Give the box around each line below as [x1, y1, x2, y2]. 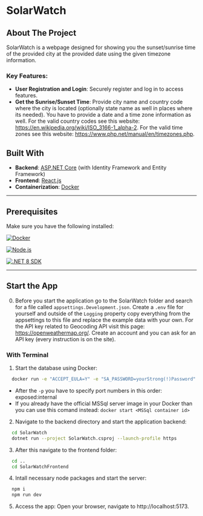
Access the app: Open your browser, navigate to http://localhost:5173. [14, 503, 189, 510]
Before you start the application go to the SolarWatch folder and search [14, 297, 193, 304]
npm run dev [11, 492, 42, 498]
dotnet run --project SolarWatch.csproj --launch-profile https [11, 435, 177, 442]
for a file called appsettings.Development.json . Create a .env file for [14, 303, 184, 310]
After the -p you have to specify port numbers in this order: [14, 387, 163, 394]
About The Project [6, 28, 77, 38]
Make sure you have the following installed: [6, 222, 114, 230]
